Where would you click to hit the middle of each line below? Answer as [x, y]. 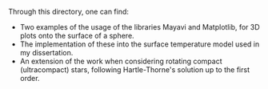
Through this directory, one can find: [69, 12]
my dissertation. [46, 53]
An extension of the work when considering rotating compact [121, 61]
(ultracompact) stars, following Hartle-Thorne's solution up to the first [135, 70]
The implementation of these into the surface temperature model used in [140, 44]
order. [30, 78]
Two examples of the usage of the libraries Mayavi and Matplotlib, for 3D [140, 27]
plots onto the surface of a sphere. [77, 36]
